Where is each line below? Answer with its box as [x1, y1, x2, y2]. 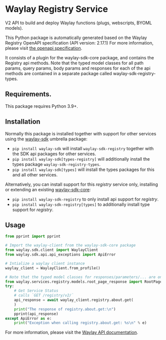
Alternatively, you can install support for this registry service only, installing [5, 181, 158, 187]
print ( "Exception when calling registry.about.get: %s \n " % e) [14, 320, 147, 326]
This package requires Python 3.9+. [5, 103, 78, 109]
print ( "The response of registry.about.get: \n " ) [14, 306, 116, 312]
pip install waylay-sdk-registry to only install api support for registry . [12, 196, 159, 202]
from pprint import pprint [5, 234, 61, 239]
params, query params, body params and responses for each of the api [5, 65, 151, 71]
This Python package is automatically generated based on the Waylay [5, 35, 147, 41]
